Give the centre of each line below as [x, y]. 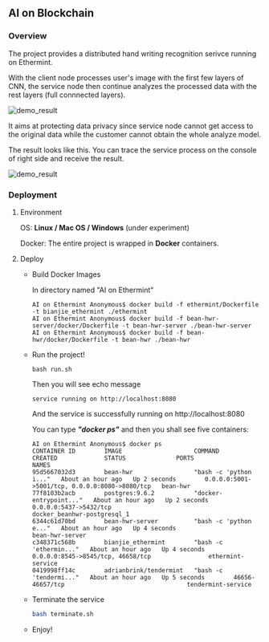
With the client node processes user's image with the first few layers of [126, 77]
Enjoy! [42, 629]
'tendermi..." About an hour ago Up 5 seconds [118, 577]
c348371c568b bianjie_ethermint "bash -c [127, 542]
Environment [41, 212]
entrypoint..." [57, 500]
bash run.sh [52, 369]
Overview [28, 36]
